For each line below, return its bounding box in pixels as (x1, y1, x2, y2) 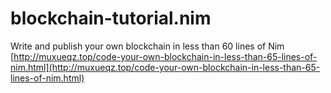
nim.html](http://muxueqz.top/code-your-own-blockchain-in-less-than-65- (10, 61, 321, 73)
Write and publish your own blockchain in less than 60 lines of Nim (10, 40, 285, 52)
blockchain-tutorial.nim (10, 7, 212, 30)
